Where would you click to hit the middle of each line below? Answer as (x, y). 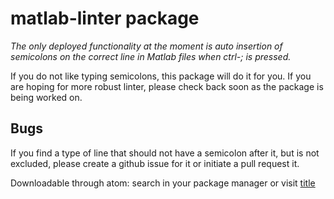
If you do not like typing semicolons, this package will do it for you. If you (161, 76)
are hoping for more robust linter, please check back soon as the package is (167, 86)
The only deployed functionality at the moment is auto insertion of (146, 46)
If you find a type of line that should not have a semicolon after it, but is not (165, 153)
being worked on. (46, 97)
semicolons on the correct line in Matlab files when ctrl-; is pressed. (151, 56)
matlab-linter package (105, 18)
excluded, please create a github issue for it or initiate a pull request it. (155, 163)
